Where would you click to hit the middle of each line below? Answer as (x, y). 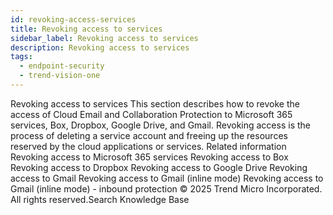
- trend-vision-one (60, 76)
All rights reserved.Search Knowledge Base (100, 199)
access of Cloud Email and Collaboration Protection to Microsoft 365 (151, 114)
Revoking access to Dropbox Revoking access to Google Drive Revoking (159, 167)
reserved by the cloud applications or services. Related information (148, 146)
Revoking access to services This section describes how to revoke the (155, 103)
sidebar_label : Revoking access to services (104, 38)
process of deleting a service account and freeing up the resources (149, 135)
